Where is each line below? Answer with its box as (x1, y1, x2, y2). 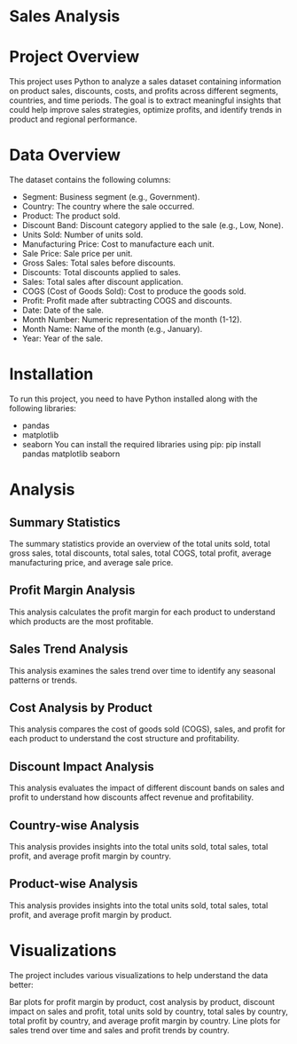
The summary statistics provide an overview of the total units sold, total (9, 539, 270, 549)
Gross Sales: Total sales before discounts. (21, 257, 176, 268)
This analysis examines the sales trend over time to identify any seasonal (9, 665, 277, 676)
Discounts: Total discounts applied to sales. (21, 267, 182, 278)
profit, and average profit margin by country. (9, 850, 171, 862)
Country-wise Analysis (9, 818, 140, 833)
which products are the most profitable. (9, 615, 153, 627)
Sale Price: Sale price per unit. (21, 249, 133, 259)
